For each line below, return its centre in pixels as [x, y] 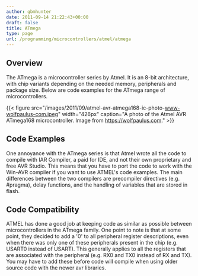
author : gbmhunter [29, 12]
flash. [13, 191]
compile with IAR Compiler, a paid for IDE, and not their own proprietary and [99, 159]
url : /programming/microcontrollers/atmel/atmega [69, 39]
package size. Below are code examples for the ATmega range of [86, 90]
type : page [20, 34]
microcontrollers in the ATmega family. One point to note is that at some [94, 230]
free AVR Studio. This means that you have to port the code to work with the [99, 166]
